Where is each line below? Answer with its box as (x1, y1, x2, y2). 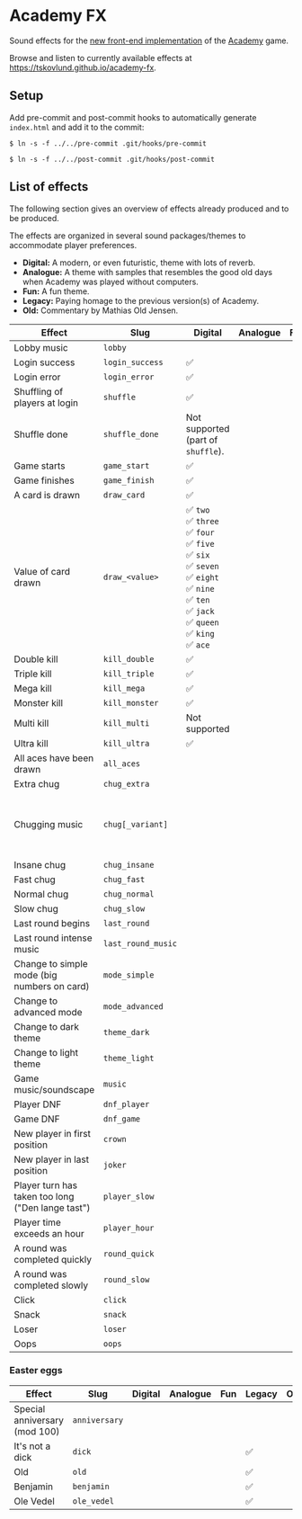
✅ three (185, 514, 220, 527)
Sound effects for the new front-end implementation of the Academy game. (9, 35, 289, 46)
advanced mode (13, 1005, 83, 1018)
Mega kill (13, 682, 52, 694)
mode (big (13, 969, 58, 981)
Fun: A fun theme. (22, 285, 90, 297)
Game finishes (13, 474, 75, 487)
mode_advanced (102, 1001, 164, 1012)
